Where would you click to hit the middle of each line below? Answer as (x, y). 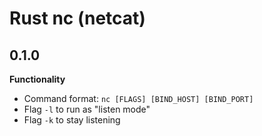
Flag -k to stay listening (72, 120)
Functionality (37, 79)
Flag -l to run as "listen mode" (87, 109)
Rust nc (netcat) (77, 18)
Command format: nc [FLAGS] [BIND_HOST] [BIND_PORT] (138, 98)
